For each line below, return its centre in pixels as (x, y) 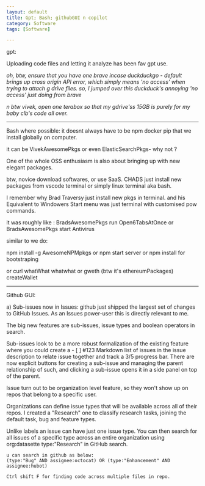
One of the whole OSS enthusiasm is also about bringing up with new (93, 161)
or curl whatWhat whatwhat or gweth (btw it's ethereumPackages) (90, 271)
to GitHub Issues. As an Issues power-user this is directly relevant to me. (98, 314)
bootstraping (22, 259)
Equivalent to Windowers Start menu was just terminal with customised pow (102, 204)
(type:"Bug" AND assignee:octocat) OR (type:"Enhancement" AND (88, 461)
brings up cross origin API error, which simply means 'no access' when (96, 82)
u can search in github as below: (50, 455)
